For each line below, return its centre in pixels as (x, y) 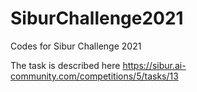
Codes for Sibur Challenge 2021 (76, 46)
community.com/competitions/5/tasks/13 (94, 76)
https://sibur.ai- (154, 65)
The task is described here (65, 65)
